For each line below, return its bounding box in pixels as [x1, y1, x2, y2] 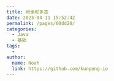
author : [6, 54, 26, 60]
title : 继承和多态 [6, 9, 49, 15]
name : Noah [12, 60, 40, 66]
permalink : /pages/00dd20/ [6, 20, 75, 26]
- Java [12, 32, 29, 38]
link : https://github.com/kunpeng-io [12, 65, 108, 72]
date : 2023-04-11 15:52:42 [6, 15, 75, 21]
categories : [6, 26, 37, 32]
